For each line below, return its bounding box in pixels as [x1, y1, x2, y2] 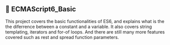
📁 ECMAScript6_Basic [5, 5, 76, 13]
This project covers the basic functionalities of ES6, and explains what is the [5, 18, 165, 24]
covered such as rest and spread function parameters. [5, 34, 119, 40]
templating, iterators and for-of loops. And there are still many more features [5, 28, 165, 35]
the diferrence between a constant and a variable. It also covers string [5, 23, 152, 29]
